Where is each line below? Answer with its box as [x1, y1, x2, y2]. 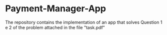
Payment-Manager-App [5, 3, 106, 14]
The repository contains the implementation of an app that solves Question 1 [5, 19, 162, 25]
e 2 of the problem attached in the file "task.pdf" [5, 24, 105, 30]
